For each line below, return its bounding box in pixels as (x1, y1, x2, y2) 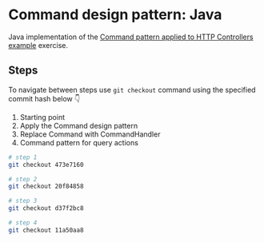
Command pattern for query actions (19, 137, 138, 147)
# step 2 (8, 175, 38, 183)
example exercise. (8, 40, 69, 50)
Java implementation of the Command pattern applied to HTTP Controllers (8, 32, 254, 42)
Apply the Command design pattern (19, 121, 138, 130)
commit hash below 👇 (8, 93, 81, 103)
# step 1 (8, 153, 38, 161)
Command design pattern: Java (8, 6, 222, 24)
